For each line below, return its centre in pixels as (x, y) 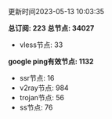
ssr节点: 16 (37, 78)
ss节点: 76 (36, 107)
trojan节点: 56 (42, 97)
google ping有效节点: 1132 (51, 61)
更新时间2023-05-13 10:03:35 (56, 11)
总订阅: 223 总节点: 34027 (51, 28)
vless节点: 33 (41, 45)
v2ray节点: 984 (44, 88)
